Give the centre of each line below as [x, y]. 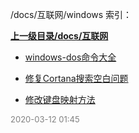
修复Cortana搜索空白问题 [76, 78]
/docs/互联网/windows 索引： [71, 14]
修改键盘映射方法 [60, 99]
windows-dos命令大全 [70, 57]
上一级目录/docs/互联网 [59, 36]
